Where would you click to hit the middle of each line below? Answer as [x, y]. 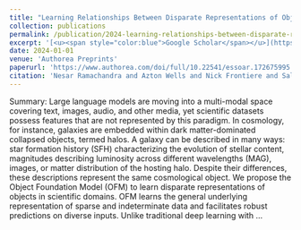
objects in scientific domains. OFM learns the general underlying [129, 196]
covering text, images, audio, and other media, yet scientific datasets [137, 111]
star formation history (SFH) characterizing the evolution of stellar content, [147, 149]
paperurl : [28, 68]
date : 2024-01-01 [42, 51]
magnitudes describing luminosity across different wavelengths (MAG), [140, 158]
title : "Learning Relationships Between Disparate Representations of [144, 17]
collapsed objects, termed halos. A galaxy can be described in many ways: [147, 139]
